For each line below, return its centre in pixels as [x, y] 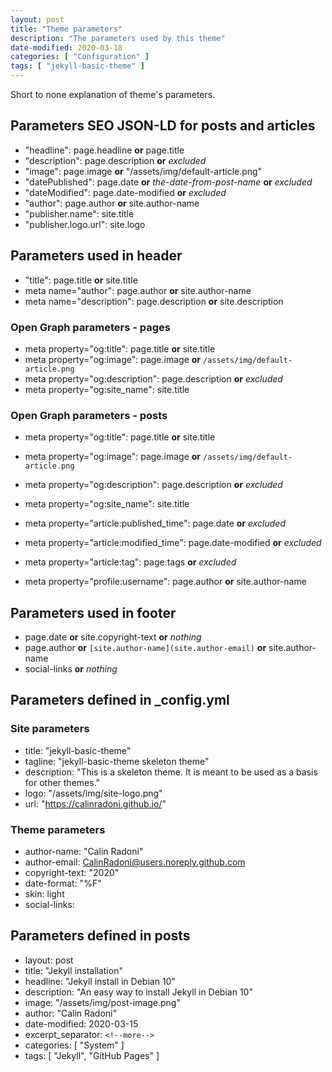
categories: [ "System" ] [74, 1045]
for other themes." [62, 782]
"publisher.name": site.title [79, 213]
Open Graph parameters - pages [90, 327]
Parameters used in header [96, 256]
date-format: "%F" [63, 883]
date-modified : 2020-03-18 [66, 47]
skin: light [44, 894]
